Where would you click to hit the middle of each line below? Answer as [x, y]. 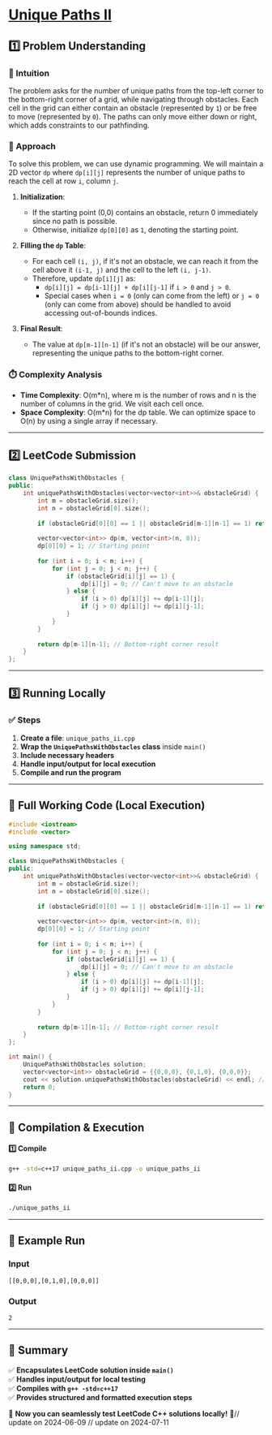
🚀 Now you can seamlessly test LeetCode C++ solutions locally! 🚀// [124, 1413]
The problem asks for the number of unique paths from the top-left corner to [136, 90]
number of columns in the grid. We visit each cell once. [112, 404]
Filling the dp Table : [53, 246]
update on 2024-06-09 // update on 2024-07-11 [89, 1422]
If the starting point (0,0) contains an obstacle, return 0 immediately [145, 213]
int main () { [30, 1057]
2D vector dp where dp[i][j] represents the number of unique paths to [127, 173]
